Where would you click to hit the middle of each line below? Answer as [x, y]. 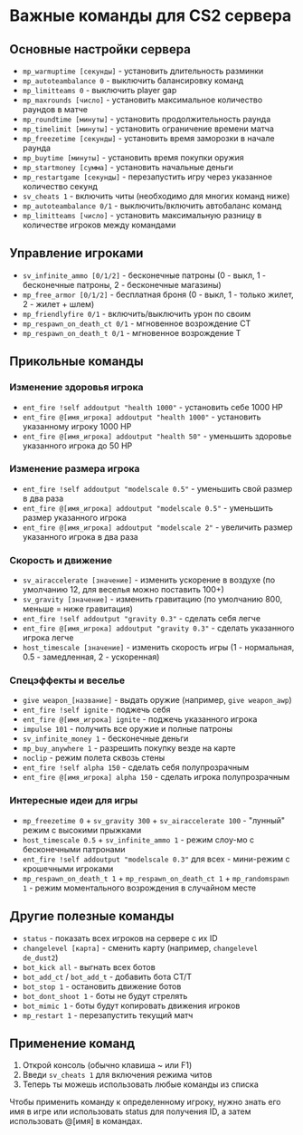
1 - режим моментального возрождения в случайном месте [139, 888]
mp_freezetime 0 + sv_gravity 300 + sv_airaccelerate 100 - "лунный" [154, 820]
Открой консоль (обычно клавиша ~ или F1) [107, 1065]
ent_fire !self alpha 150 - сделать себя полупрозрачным [136, 767]
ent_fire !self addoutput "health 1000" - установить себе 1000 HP [152, 407]
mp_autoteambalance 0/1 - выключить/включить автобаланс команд [152, 206]
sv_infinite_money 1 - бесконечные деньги [105, 738]
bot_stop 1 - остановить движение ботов [102, 986]
